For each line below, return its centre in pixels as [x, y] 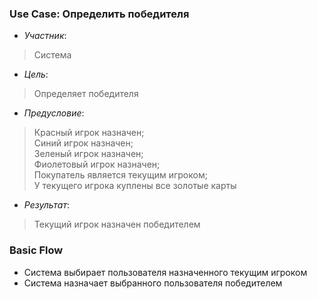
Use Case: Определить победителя [99, 14]
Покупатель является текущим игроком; [120, 175]
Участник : [45, 36]
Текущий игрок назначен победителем [117, 224]
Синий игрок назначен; [83, 143]
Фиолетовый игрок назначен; [97, 164]
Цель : [36, 74]
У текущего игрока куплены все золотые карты [135, 186]
